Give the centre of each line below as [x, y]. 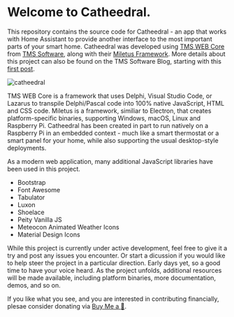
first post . [21, 69]
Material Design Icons [49, 234]
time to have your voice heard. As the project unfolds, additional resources [115, 270]
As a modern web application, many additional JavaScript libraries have [110, 161]
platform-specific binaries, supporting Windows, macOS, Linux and [104, 118]
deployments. [27, 148]
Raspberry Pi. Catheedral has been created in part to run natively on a [108, 125]
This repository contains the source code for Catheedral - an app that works [117, 31]
